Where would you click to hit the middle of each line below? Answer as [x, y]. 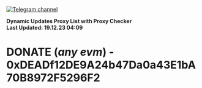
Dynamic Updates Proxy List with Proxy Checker [69, 21]
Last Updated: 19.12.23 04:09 [45, 28]
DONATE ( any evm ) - [60, 52]
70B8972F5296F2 [53, 78]
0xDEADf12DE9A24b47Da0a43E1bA [101, 65]
